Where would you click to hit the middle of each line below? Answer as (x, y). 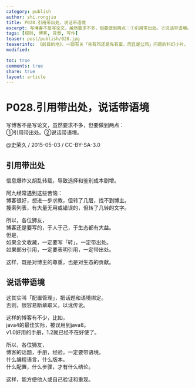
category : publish (28, 11)
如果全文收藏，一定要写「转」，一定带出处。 (59, 242)
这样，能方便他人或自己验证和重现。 (50, 379)
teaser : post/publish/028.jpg (43, 39)
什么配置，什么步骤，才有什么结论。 (50, 367)
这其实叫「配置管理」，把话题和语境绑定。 (56, 297)
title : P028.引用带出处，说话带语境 (46, 22)
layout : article (26, 77)
